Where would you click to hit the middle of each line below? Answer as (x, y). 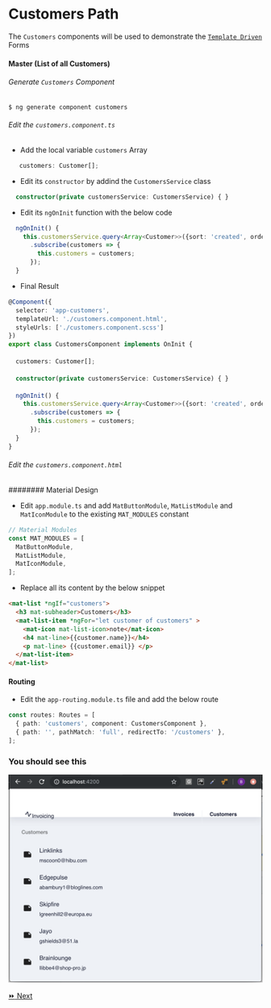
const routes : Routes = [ (52, 715)
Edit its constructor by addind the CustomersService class (115, 181)
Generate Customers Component (62, 82)
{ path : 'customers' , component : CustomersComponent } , (111, 724)
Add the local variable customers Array (83, 149)
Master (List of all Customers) (59, 63)
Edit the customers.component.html (65, 465)
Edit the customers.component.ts (62, 125)
